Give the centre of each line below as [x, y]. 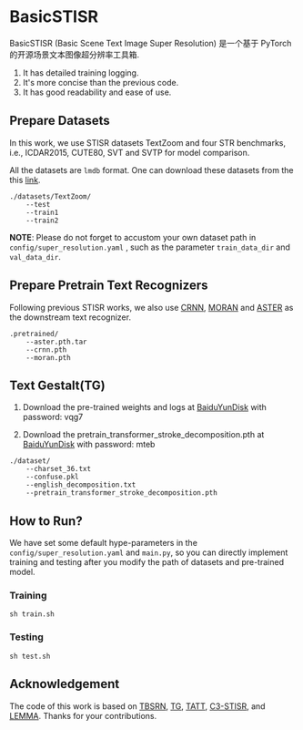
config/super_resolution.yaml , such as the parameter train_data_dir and [150, 247]
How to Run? [46, 521]
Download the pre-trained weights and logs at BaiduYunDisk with [144, 407]
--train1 [42, 212]
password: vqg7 [53, 417]
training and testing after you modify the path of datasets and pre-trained [147, 562]
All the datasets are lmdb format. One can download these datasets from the [151, 170]
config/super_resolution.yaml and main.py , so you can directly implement [149, 552]
